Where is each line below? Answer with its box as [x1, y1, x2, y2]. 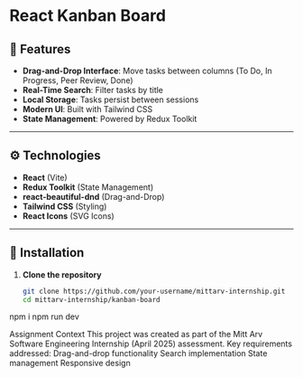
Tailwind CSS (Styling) [22, 201, 107, 212]
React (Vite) [22, 172, 68, 183]
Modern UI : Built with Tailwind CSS [22, 104, 153, 114]
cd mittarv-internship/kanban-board [22, 295, 161, 304]
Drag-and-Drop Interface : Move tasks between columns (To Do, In [22, 65, 272, 76]
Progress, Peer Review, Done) [22, 75, 133, 86]
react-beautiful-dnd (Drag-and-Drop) [22, 191, 165, 202]
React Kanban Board [9, 5, 167, 26]
